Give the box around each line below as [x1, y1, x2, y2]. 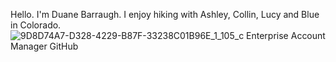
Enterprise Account [246, 30, 326, 41]
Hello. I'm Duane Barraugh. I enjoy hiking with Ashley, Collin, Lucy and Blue [10, 9, 320, 20]
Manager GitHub [10, 40, 79, 52]
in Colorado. [10, 19, 62, 31]
